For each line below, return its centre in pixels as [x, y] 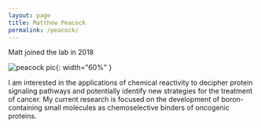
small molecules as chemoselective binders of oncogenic [137, 108]
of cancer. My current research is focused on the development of [114, 100]
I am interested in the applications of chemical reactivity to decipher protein [130, 82]
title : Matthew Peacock [47, 23]
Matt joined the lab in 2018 [51, 53]
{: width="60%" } [84, 68]
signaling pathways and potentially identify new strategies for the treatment [130, 91]
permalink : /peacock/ [44, 30]
